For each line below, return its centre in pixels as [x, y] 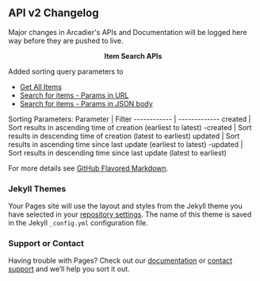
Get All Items [40, 87]
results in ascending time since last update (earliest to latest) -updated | [126, 144]
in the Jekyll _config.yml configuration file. [78, 223]
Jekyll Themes [37, 188]
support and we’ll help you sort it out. [69, 269]
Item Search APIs [133, 56]
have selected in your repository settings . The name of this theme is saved [130, 214]
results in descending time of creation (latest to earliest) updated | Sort [124, 136]
